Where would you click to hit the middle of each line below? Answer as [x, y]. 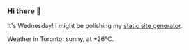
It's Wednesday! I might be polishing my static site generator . [95, 26]
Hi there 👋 [24, 11]
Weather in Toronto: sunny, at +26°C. [61, 39]
